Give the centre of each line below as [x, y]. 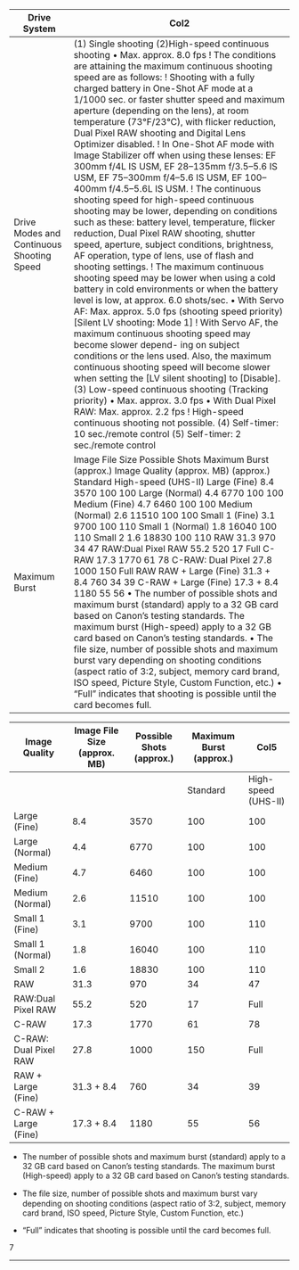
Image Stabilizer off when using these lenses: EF [175, 155]
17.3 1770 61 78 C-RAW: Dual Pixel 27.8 [185, 560]
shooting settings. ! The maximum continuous [169, 267]
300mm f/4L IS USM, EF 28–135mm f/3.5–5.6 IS [176, 166]
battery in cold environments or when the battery [176, 289]
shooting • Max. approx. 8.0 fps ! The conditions [175, 55]
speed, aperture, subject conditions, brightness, [174, 244]
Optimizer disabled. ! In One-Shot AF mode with [174, 144]
